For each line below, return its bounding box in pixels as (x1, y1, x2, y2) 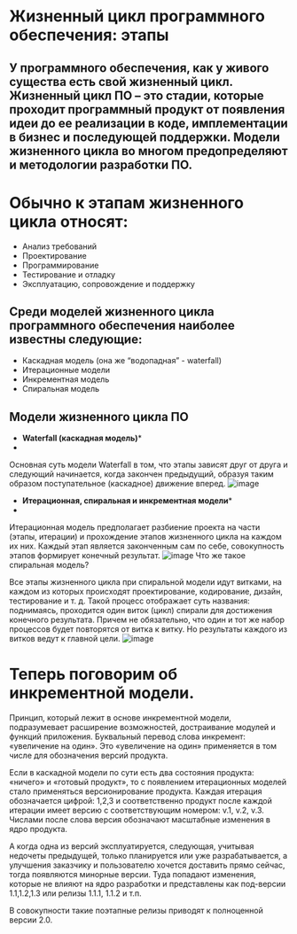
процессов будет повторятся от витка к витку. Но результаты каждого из (9, 624, 288, 634)
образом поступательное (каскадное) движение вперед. (9, 479, 226, 489)
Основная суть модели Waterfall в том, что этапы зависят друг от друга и (9, 459, 288, 471)
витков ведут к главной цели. (9, 634, 121, 644)
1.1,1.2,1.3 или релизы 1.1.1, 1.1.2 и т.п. (9, 888, 142, 899)
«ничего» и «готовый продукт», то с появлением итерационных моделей (9, 777, 287, 788)
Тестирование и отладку (21, 269, 116, 280)
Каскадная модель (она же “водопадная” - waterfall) (21, 355, 223, 366)
